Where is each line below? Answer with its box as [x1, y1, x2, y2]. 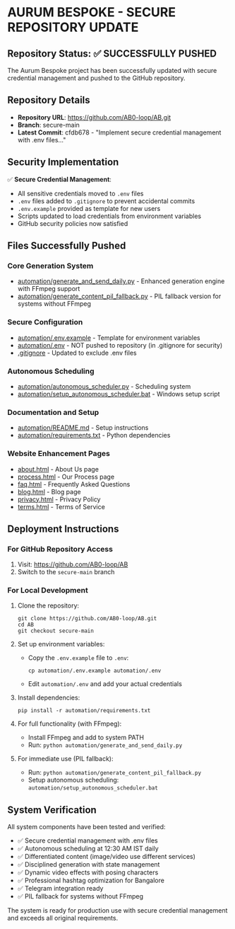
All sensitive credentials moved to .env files [17, 189, 144, 198]
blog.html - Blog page [17, 487, 81, 496]
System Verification [7, 804, 97, 816]
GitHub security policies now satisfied [17, 219, 128, 227]
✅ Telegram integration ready [17, 884, 104, 893]
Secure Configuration [7, 317, 83, 327]
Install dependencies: [17, 693, 80, 702]
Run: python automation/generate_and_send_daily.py [28, 741, 183, 749]
